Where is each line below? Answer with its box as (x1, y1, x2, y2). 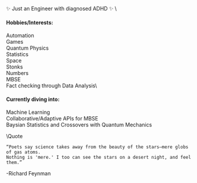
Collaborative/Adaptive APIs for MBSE (6, 115, 98, 122)
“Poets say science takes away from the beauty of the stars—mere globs (6, 144, 189, 150)
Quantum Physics (6, 44, 49, 52)
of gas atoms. (6, 149, 41, 155)
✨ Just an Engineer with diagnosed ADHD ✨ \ (6, 5, 117, 12)
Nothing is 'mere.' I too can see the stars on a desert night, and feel (6, 155, 192, 161)
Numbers (6, 70, 29, 77)
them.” (6, 159, 22, 166)
